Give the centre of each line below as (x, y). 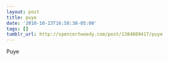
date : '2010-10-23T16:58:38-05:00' (52, 23)
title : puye (21, 18)
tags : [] (17, 29)
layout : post (23, 12)
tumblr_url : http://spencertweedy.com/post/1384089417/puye (85, 34)
